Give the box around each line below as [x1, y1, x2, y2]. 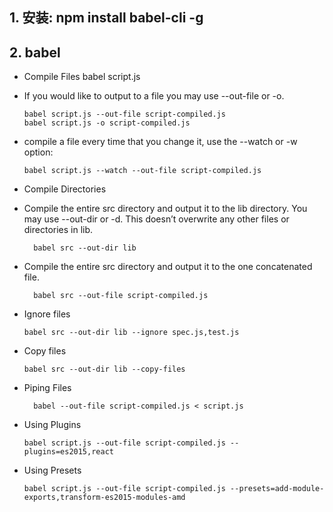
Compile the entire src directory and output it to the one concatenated [23, 261, 313, 273]
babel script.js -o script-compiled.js [23, 118, 191, 128]
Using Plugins [23, 419, 82, 431]
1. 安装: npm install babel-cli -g [9, 9, 204, 27]
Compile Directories [23, 183, 107, 195]
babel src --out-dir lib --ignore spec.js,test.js [23, 328, 240, 338]
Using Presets [23, 464, 82, 477]
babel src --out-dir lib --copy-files [23, 364, 186, 375]
